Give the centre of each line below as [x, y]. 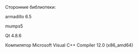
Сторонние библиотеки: [31, 7]
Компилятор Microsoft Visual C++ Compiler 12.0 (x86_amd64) [69, 45]
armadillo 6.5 [18, 16]
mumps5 [14, 26]
